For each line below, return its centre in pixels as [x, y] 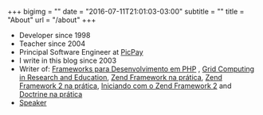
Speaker [33, 103]
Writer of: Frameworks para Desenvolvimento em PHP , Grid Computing [137, 69]
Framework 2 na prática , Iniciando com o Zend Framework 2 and [125, 86]
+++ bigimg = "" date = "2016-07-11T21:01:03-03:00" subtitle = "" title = [126, 11]
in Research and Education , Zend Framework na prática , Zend [120, 77]
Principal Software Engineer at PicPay [81, 52]
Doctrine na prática [51, 94]
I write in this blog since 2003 [68, 60]
